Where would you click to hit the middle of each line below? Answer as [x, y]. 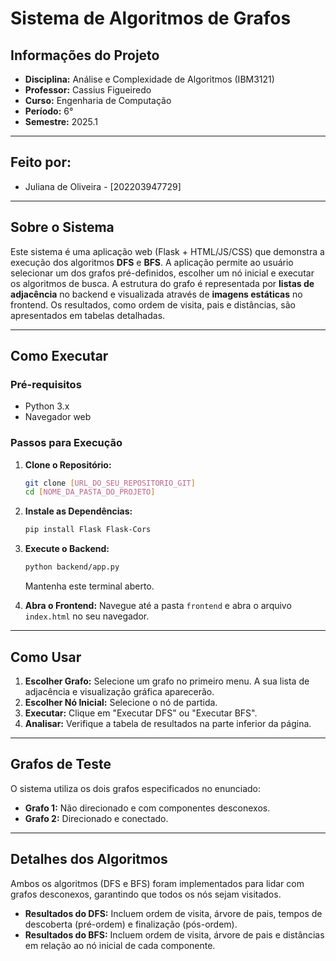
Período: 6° [49, 111]
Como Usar [46, 657]
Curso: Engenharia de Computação [98, 100]
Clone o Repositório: [68, 464]
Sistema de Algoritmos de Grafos [151, 18]
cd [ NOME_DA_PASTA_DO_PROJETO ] [90, 492]
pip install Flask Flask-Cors [88, 530]
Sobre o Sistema [62, 227]
